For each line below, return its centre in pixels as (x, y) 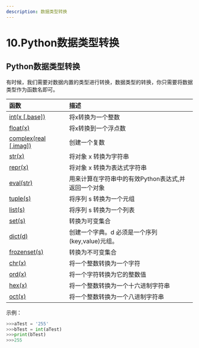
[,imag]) (20, 145)
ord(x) (18, 274)
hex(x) (18, 285)
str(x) (17, 156)
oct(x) (18, 296)
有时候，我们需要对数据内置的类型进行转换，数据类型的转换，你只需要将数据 (99, 82)
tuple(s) (20, 198)
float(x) (19, 128)
